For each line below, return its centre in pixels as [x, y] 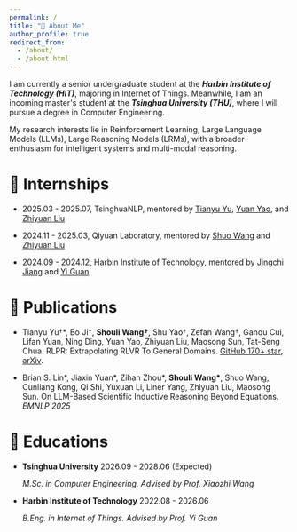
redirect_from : [37, 42]
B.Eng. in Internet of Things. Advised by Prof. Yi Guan [120, 518]
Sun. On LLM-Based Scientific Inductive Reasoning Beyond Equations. [150, 396]
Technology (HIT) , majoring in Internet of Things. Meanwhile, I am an [136, 93]
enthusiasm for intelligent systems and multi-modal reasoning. [123, 148]
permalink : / [33, 17]
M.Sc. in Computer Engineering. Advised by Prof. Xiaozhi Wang [138, 483]
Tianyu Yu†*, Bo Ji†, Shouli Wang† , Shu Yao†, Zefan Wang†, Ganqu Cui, [153, 332]
